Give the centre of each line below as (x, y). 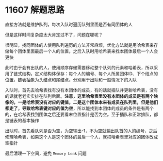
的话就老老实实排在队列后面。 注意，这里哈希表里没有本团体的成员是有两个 (79, 96)
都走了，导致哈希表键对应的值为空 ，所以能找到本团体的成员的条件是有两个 (79, 108)
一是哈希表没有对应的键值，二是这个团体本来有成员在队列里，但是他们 (88, 102)
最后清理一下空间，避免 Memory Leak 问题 (46, 153)
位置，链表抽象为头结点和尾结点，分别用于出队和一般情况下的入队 (71, 80)
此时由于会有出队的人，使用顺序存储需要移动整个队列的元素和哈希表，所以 (79, 67)
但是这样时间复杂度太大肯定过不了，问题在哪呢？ (54, 35)
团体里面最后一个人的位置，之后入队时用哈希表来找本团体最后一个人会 (88, 51)
